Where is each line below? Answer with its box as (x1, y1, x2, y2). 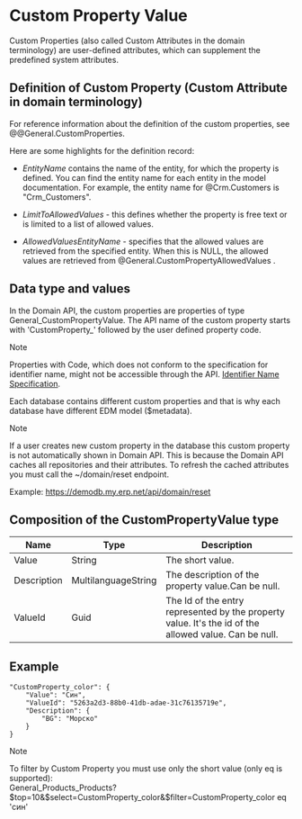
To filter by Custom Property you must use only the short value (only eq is (9, 763, 283, 774)
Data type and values (9, 281, 130, 297)
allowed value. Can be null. (165, 628, 279, 641)
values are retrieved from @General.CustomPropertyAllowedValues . (22, 255, 276, 265)
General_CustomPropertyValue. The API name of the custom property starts (9, 314, 290, 325)
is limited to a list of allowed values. (22, 218, 155, 229)
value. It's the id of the (165, 617, 260, 630)
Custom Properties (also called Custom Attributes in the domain (9, 35, 245, 46)
